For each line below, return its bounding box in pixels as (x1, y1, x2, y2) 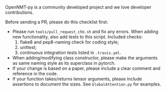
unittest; (19, 45, 37, 50)
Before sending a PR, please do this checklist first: (5, 19, 108, 25)
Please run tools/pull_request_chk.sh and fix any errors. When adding (12, 29, 159, 34)
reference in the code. (12, 71, 58, 76)
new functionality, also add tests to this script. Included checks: (12, 34, 143, 40)
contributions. (5, 9, 34, 15)
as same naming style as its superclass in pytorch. (12, 60, 116, 66)
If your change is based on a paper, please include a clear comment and (12, 65, 161, 71)
